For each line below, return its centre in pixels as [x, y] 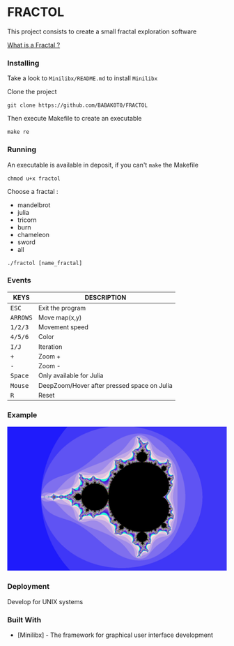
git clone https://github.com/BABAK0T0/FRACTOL [78, 105]
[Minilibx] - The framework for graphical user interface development [115, 635]
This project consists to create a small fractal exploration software [102, 31]
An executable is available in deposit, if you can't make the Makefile [103, 165]
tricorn [27, 220]
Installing [23, 63]
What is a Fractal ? [34, 45]
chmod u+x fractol [34, 179]
